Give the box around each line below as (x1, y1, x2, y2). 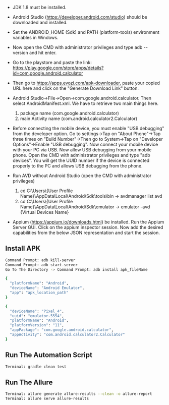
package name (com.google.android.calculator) (20, 110, 120, 116)
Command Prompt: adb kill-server (5, 257, 76, 263)
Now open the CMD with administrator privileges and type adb (12, 44, 143, 50)
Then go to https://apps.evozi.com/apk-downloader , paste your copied (12, 80, 160, 86)
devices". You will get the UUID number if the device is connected (12, 157, 150, 163)
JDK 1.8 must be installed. (12, 5, 67, 10)
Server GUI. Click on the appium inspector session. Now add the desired (12, 224, 163, 230)
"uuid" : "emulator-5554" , (10, 313, 65, 318)
